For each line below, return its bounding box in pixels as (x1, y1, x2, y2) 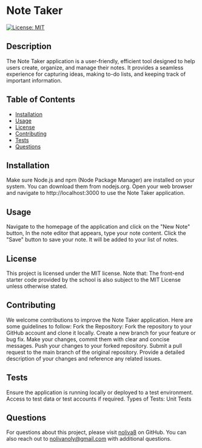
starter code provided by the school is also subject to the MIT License (6, 276, 181, 283)
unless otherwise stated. (6, 283, 68, 290)
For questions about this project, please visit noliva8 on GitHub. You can (6, 429, 187, 436)
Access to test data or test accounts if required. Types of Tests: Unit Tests (6, 395, 192, 402)
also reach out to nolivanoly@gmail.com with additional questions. (6, 435, 172, 443)
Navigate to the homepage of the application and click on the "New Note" (6, 223, 190, 231)
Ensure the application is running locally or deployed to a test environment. (6, 389, 194, 396)
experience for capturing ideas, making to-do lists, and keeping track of (6, 70, 186, 78)
